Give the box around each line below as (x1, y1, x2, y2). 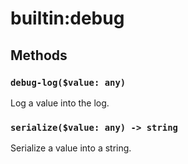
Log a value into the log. (10, 97, 110, 109)
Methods (10, 47, 68, 64)
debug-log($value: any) (10, 77, 127, 88)
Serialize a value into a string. (10, 142, 132, 154)
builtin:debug (10, 7, 125, 30)
